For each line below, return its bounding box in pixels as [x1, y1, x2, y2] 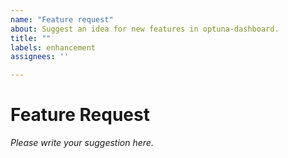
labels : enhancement [10, 42, 97, 53]
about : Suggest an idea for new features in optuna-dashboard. [10, 24, 280, 34]
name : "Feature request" [10, 14, 114, 25]
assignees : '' [10, 52, 70, 62]
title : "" [10, 33, 52, 43]
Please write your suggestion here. [10, 137, 154, 149]
